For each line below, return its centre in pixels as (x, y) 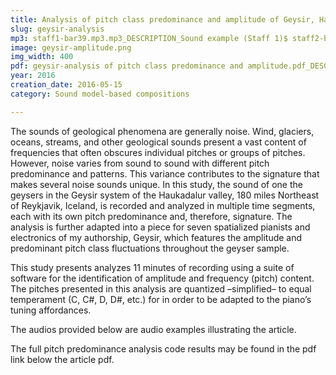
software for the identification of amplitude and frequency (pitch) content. (162, 278)
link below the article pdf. (62, 359)
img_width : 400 (42, 57)
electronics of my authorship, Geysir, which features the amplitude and (156, 237)
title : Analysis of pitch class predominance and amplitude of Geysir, (162, 19)
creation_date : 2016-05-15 (66, 85)
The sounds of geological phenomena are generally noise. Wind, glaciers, (162, 131)
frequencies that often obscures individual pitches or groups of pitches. (158, 152)
